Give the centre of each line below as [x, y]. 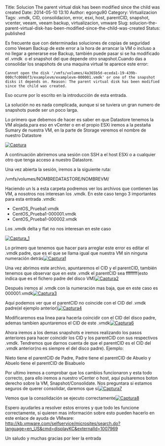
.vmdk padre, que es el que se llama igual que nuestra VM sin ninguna [76, 253]
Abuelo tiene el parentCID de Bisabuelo [45, 363]
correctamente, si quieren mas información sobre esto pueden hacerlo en [80, 413]
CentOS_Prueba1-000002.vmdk [45, 219]
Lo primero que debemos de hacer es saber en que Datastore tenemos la [80, 120]
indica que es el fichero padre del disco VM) [50, 278]
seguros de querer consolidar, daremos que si [52, 388]
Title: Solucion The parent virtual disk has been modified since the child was [82, 7]
